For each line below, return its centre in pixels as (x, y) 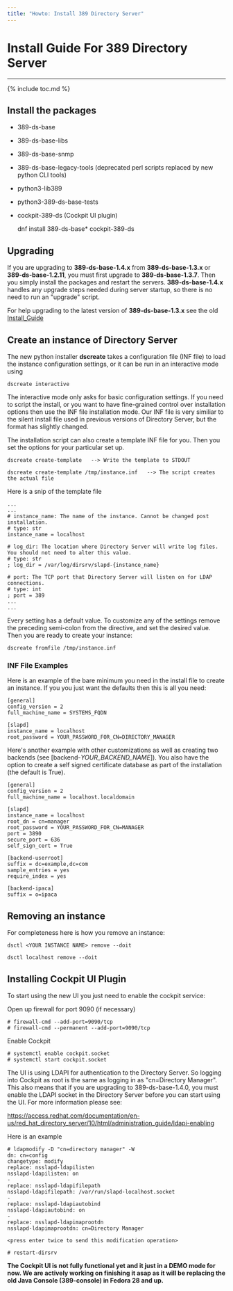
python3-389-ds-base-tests (58, 202)
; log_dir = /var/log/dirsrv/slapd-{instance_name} (83, 565)
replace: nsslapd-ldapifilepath (54, 1186)
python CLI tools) (42, 175)
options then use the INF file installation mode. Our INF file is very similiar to (115, 412)
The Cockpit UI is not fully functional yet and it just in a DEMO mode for (112, 1265)
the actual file (31, 479)
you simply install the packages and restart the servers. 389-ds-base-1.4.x (115, 282)
